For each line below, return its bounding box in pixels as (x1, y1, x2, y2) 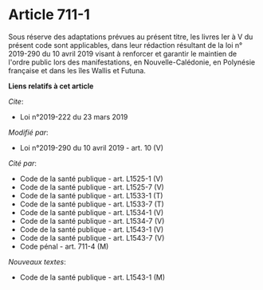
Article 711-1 (8, 6, 90, 24)
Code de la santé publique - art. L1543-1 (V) (19, 225, 164, 234)
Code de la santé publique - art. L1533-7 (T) (19, 199, 165, 209)
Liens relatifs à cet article (8, 81, 94, 91)
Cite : (8, 96, 24, 106)
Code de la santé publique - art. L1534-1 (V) (19, 207, 164, 217)
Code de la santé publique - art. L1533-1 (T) (19, 190, 163, 200)
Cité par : (8, 158, 37, 168)
